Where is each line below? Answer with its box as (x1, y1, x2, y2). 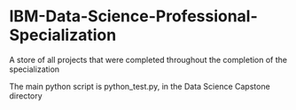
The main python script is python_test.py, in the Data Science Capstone (9, 81, 270, 91)
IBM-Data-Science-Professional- (9, 6, 259, 27)
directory (9, 90, 43, 101)
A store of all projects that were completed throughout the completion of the (9, 54, 288, 65)
